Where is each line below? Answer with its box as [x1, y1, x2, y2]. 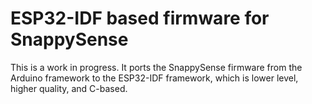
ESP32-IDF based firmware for [10, 7, 270, 30]
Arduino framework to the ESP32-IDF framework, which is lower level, [10, 72, 299, 84]
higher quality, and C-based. [10, 82, 128, 94]
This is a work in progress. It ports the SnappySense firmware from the [10, 61, 303, 73]
